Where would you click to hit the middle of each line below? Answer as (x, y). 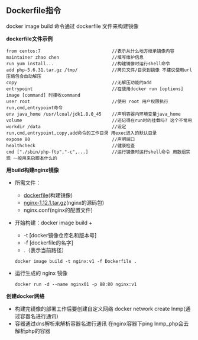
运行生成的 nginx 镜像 (41, 273)
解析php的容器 (33, 331)
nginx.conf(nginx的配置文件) (58, 210)
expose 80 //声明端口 (71, 139)
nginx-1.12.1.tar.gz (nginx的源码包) (64, 202)
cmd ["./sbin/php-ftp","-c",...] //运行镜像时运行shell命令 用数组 (96, 152)
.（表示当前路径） (45, 250)
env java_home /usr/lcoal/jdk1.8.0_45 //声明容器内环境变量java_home (94, 114)
